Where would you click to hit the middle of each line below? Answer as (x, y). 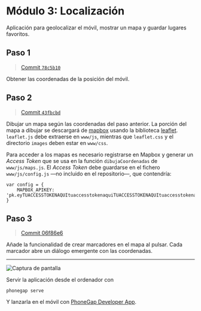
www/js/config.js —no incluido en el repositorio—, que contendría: (89, 173)
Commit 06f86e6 (42, 233)
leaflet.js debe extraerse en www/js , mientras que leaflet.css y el (90, 137)
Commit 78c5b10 (41, 67)
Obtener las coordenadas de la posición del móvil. (68, 78)
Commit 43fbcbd (41, 112)
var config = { (25, 185)
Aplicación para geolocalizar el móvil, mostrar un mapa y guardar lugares (96, 28)
